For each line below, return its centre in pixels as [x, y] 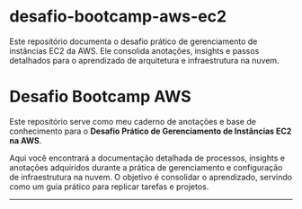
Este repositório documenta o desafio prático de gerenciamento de [133, 41]
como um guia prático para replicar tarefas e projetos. [109, 187]
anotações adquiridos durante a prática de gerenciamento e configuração [146, 167]
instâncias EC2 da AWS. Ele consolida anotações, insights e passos [134, 50]
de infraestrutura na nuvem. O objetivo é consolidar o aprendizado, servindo [151, 177]
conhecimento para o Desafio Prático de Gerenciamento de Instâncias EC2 [151, 131]
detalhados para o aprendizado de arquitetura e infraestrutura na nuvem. [145, 60]
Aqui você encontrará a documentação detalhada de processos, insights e [147, 158]
